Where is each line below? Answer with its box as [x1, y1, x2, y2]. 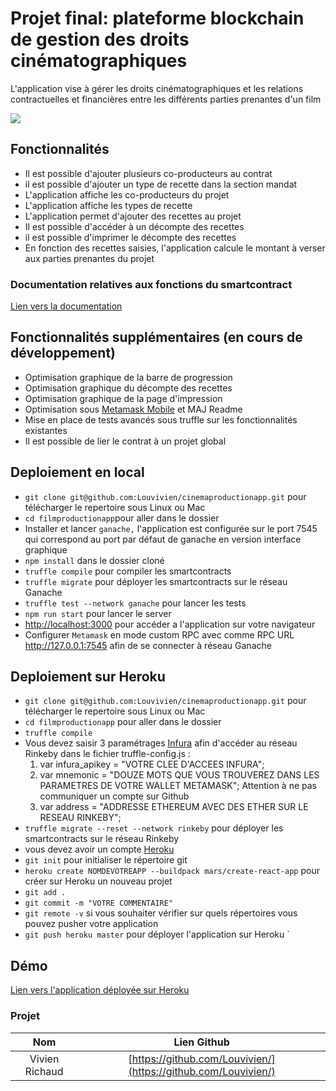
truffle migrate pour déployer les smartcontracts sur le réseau [24, 575, 288, 587]
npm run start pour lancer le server [24, 607, 172, 619]
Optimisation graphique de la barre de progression [24, 371, 233, 383]
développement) [10, 345, 116, 362]
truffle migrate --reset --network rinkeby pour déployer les [24, 822, 284, 834]
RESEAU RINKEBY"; [39, 812, 122, 824]
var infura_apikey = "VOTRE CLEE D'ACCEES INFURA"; [39, 758, 265, 771]
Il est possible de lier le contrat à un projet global [24, 435, 227, 447]
